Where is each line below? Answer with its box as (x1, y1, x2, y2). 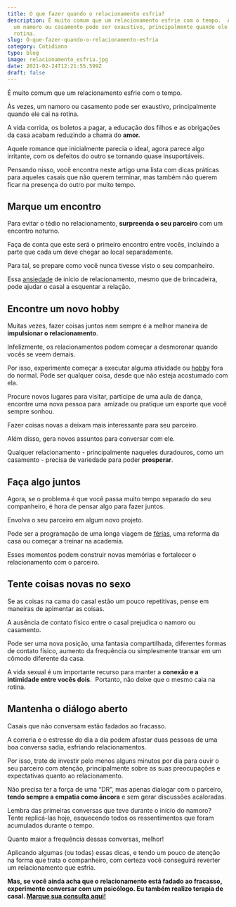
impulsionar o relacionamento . (7, 329, 98, 337)
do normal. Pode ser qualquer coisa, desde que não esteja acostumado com (7, 371, 228, 380)
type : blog (7, 50, 39, 57)
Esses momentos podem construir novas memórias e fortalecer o (7, 550, 197, 559)
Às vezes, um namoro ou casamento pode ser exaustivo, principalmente (7, 102, 216, 110)
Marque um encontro (7, 200, 102, 212)
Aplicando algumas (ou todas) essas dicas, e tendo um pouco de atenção (7, 848, 221, 856)
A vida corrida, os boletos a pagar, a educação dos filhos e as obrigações (7, 123, 221, 131)
